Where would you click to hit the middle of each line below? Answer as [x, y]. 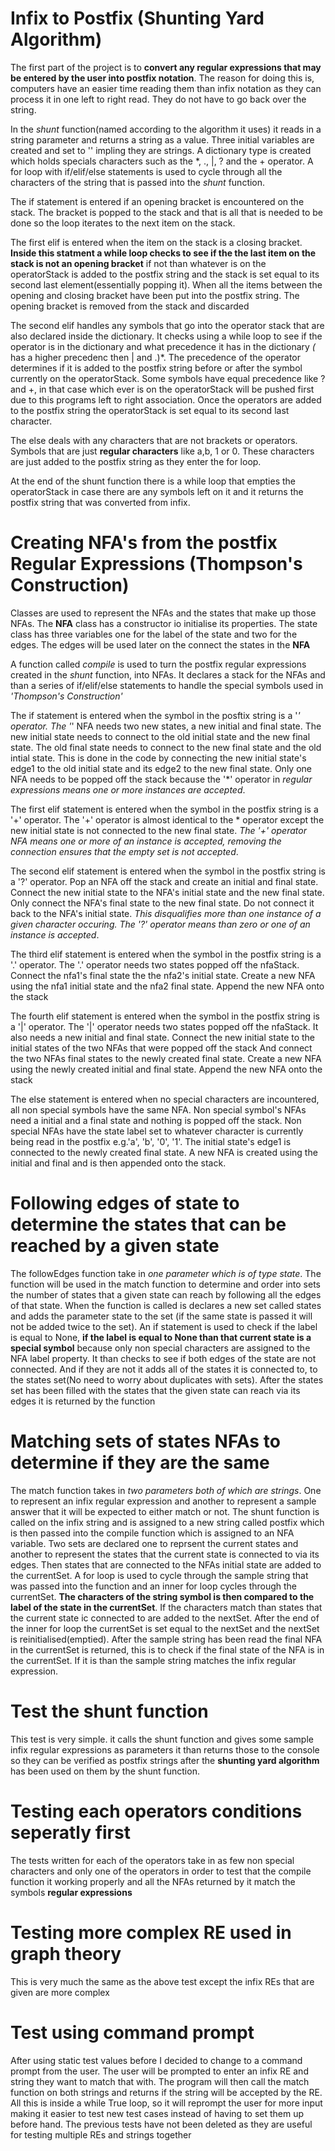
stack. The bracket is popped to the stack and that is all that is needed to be [166, 212]
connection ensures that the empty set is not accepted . [124, 851]
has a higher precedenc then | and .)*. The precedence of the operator [156, 357]
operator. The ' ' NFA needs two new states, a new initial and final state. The [166, 726]
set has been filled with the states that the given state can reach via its [155, 1390]
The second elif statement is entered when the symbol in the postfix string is [168, 871]
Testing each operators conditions [156, 1811]
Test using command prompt [132, 2032]
